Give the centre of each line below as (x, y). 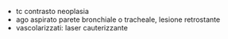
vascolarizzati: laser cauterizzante (72, 28)
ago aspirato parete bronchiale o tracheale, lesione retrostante (118, 19)
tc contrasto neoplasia (52, 11)
